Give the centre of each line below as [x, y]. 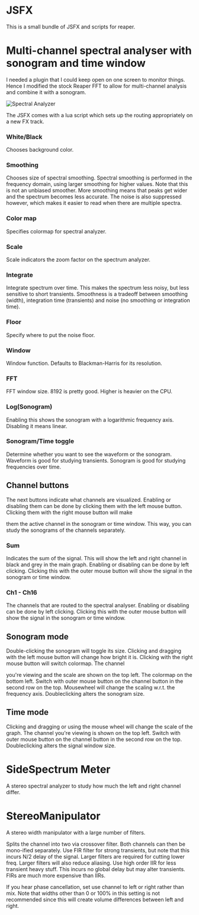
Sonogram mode [38, 636]
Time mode [28, 712]
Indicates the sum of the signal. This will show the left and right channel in [97, 558]
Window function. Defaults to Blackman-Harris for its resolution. [84, 363]
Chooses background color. [40, 150]
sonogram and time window [76, 63]
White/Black [24, 137]
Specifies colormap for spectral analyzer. [56, 231]
